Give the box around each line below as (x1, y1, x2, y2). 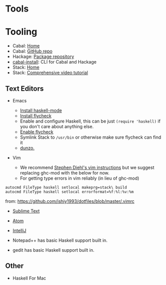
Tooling (5, 26, 38, 38)
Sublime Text (12, 208, 40, 214)
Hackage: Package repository (12, 53, 74, 60)
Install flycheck (20, 112, 52, 119)
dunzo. (20, 145, 35, 151)
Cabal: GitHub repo (12, 48, 53, 54)
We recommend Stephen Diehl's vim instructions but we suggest (20, 164, 154, 170)
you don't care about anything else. (20, 123, 94, 129)
